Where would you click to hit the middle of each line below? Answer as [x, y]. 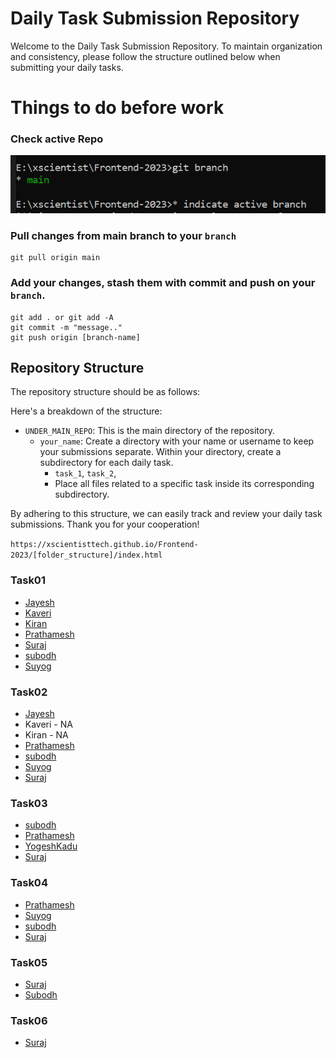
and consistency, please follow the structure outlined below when [145, 56]
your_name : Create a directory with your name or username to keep [177, 441]
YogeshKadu [51, 846]
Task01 [28, 580]
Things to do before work [117, 108]
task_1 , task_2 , [85, 473]
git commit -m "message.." [66, 327]
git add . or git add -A [62, 317]
